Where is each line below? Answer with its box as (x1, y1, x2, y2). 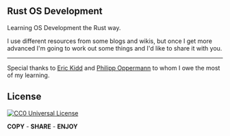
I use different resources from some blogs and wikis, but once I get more (7, 37, 212, 45)
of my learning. (7, 71, 50, 79)
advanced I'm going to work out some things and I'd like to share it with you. (7, 44, 222, 52)
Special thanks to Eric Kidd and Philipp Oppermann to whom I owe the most (7, 64, 220, 72)
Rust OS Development (7, 5, 103, 17)
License (7, 91, 42, 103)
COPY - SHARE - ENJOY (7, 122, 78, 131)
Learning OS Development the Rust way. (7, 23, 121, 31)
